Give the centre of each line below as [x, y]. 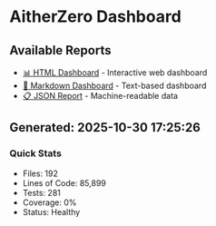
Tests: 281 [41, 192]
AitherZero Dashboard [95, 17]
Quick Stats [35, 153]
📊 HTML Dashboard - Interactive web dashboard [115, 73]
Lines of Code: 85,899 [64, 182]
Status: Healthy [51, 211]
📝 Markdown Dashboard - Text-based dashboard [114, 85]
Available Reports [60, 50]
